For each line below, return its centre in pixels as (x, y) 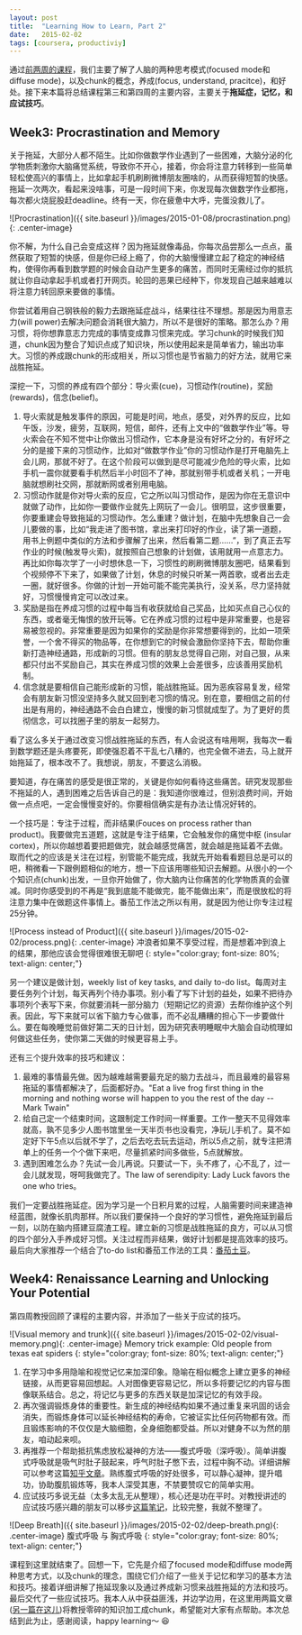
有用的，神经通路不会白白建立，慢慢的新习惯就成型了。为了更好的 (160, 709)
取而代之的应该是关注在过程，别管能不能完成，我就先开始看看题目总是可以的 (151, 857)
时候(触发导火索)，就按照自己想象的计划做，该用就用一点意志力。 (168, 552)
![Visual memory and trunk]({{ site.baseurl (87, 1334)
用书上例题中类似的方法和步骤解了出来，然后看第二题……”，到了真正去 (153, 541)
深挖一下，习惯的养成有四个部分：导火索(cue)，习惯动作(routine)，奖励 (141, 386)
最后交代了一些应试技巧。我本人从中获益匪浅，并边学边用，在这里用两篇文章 (151, 1598)
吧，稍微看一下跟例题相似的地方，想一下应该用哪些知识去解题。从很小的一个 (151, 868)
